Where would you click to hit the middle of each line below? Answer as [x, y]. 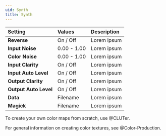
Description [105, 32]
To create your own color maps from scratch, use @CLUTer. [68, 118]
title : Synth [19, 15]
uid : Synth [17, 10]
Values [66, 32]
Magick [17, 105]
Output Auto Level [30, 89]
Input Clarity [23, 64]
